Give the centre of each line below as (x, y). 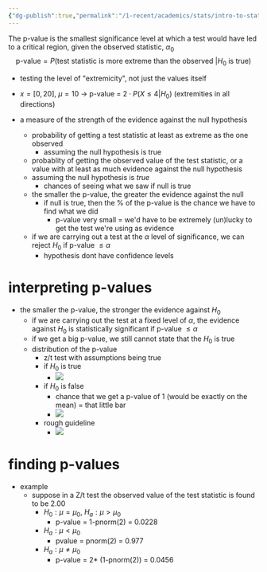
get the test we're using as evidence (115, 229)
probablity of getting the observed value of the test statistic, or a (137, 161)
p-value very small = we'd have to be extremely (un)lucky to (154, 220)
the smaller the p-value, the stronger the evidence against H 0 (120, 310)
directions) (37, 104)
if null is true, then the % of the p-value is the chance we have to (149, 203)
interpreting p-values (80, 288)
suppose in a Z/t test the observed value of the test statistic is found (143, 495)
